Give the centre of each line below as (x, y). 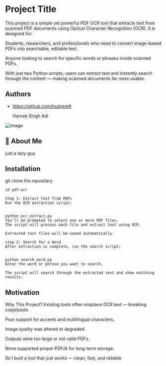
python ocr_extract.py (29, 216)
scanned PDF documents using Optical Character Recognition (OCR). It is (80, 28)
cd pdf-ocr (16, 190)
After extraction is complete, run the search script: (63, 247)
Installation (23, 169)
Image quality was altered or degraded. (45, 329)
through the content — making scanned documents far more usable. (75, 78)
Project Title (31, 9)
